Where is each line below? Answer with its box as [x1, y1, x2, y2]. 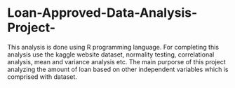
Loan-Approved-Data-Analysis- [7, 5, 198, 21]
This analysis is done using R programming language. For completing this [7, 43, 220, 51]
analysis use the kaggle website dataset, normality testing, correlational [7, 50, 215, 59]
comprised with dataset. [7, 72, 77, 81]
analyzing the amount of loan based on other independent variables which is [7, 65, 229, 73]
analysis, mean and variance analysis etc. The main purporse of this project [7, 57, 226, 66]
